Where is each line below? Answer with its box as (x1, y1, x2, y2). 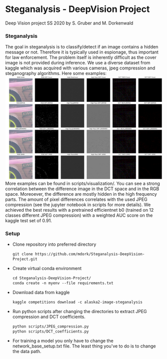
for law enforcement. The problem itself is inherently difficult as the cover (5, 54, 156, 60)
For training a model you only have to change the (12, 338, 113, 344)
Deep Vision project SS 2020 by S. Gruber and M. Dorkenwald (5, 20, 133, 26)
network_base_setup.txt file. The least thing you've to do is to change (12, 343, 156, 349)
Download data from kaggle (12, 290, 70, 296)
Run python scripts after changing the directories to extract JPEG (12, 309, 147, 315)
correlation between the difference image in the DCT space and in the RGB (5, 186, 159, 192)
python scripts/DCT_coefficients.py (12, 329, 89, 334)
